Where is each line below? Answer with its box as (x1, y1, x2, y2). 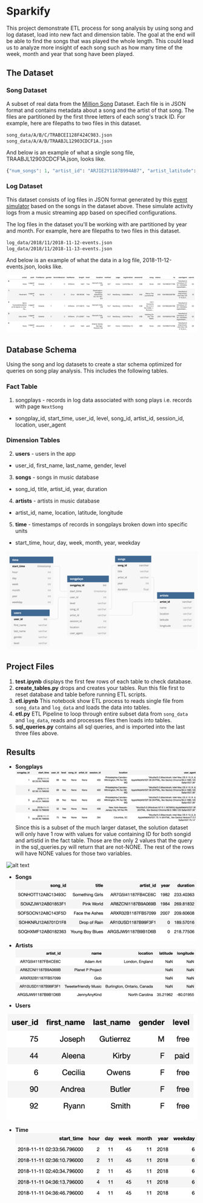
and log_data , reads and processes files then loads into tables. (15, 716, 172, 724)
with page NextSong (15, 403, 64, 410)
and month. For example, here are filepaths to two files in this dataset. (6, 227, 181, 234)
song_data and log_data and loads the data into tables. (15, 703, 151, 711)
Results (6, 747, 36, 757)
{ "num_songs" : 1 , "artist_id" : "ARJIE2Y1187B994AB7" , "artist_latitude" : (6, 167, 197, 174)
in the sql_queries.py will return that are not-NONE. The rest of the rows (15, 843, 195, 850)
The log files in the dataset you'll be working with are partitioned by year (6, 220, 187, 228)
